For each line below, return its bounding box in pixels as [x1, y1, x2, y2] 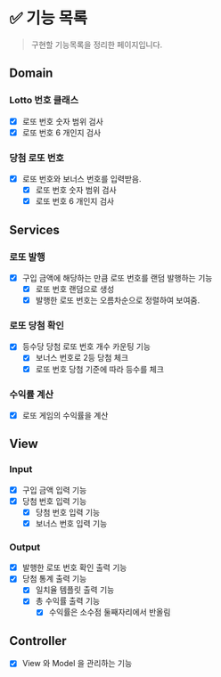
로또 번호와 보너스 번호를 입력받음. [21, 174, 142, 184]
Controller [9, 633, 67, 648]
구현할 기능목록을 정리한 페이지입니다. [30, 39, 163, 50]
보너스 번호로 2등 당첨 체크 [35, 353, 129, 363]
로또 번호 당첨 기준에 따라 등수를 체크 [35, 363, 165, 374]
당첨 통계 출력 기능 [21, 574, 87, 584]
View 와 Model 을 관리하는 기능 [21, 658, 133, 669]
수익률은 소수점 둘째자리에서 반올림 [48, 607, 171, 617]
